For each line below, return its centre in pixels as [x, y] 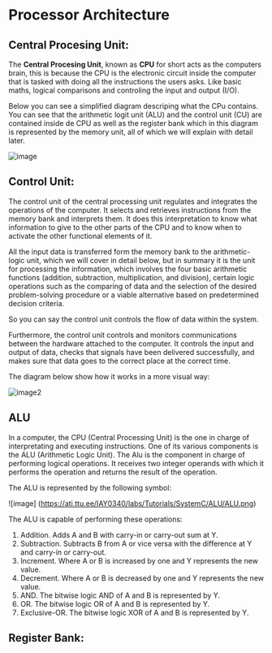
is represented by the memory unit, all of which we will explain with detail [131, 132]
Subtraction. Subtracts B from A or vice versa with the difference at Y [136, 543]
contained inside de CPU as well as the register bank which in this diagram [133, 123]
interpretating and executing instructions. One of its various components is [134, 446]
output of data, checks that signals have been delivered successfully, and [132, 352]
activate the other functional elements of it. [80, 236]
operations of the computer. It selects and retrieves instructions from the [130, 210]
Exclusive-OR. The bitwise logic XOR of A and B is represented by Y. [134, 612]
